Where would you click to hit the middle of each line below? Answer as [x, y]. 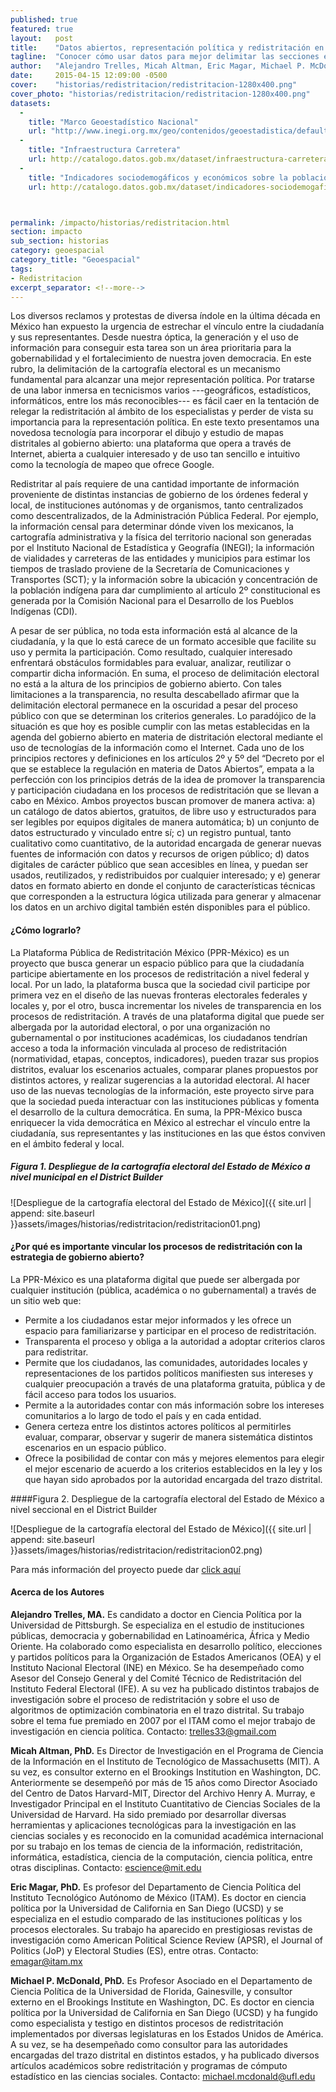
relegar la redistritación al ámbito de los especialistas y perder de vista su [162, 412]
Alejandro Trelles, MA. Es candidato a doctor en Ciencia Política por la [156, 1614]
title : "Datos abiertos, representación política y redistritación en [167, 47]
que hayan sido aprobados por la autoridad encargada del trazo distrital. [173, 1479]
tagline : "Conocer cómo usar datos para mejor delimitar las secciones [165, 57]
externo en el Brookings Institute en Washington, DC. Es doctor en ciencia [162, 2002]
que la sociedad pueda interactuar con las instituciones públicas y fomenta [165, 1101]
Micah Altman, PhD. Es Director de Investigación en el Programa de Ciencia [167, 1750]
